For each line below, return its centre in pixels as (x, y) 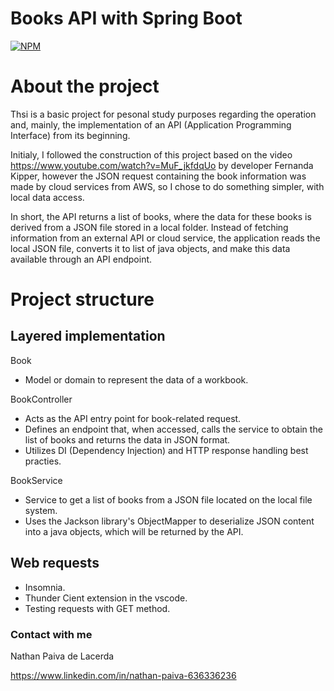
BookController (41, 399)
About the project (85, 86)
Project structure (82, 299)
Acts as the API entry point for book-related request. (133, 418)
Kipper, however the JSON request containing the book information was (158, 176)
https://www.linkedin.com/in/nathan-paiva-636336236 (123, 675)
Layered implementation (88, 336)
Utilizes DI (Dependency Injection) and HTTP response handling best (166, 450)
